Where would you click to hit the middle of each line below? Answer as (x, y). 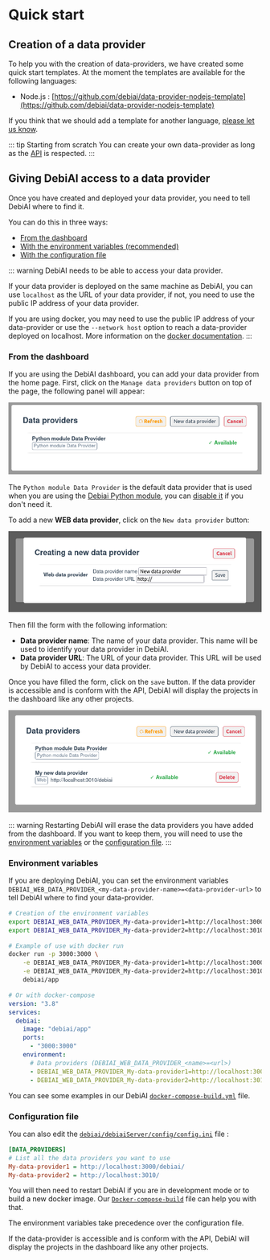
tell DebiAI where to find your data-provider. (81, 897)
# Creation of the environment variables (79, 913)
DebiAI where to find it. (46, 206)
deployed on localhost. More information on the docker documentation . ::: (131, 336)
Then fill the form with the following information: (88, 624)
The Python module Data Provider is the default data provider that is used (130, 488)
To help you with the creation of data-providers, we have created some (126, 64)
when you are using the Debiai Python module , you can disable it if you (126, 496)
